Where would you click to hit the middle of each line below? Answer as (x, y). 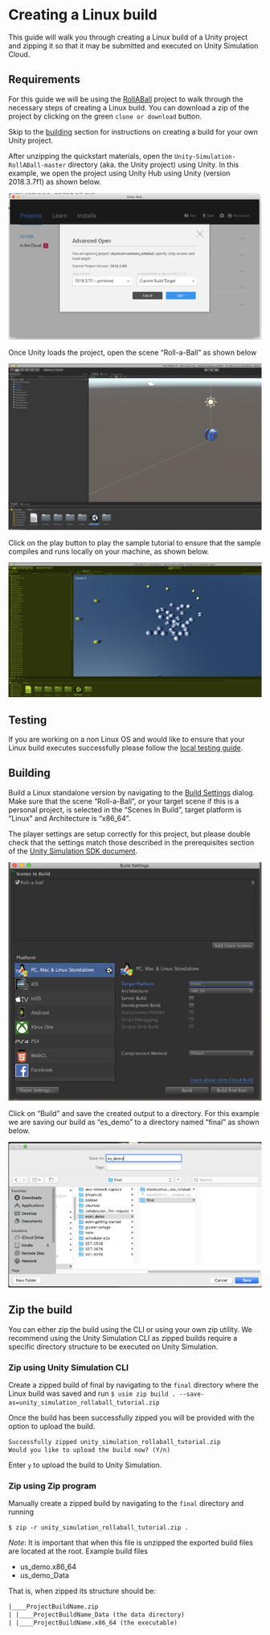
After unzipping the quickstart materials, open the (90, 156)
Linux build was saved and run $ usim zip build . (92, 1393)
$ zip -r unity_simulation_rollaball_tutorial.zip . (98, 1528)
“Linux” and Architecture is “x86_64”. (70, 818)
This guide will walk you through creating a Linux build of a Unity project (128, 37)
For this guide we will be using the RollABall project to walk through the (126, 99)
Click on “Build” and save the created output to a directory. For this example (134, 1114)
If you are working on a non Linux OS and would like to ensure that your (127, 740)
